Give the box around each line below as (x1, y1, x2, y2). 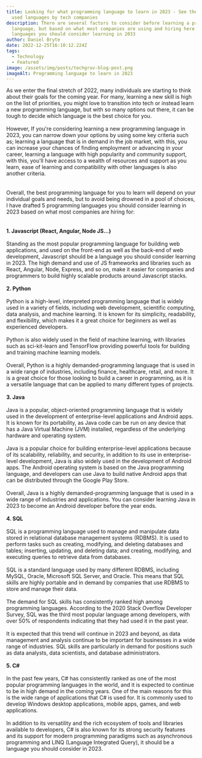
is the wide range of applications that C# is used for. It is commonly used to (6, 694, 194, 701)
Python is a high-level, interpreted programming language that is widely (6, 298, 184, 305)
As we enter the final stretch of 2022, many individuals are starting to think (6, 87, 191, 94)
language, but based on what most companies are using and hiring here (11, 25, 195, 32)
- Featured (11, 59, 39, 65)
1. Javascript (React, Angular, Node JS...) (6, 227, 111, 235)
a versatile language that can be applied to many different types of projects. (6, 381, 194, 388)
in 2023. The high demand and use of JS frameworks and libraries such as (6, 259, 191, 267)
